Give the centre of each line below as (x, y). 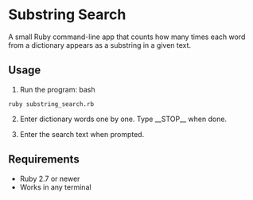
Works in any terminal (55, 187)
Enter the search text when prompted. (82, 134)
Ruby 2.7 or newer (50, 178)
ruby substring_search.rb (51, 104)
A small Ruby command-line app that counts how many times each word (127, 37)
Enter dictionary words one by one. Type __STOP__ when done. (123, 119)
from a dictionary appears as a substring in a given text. (100, 45)
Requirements (44, 160)
